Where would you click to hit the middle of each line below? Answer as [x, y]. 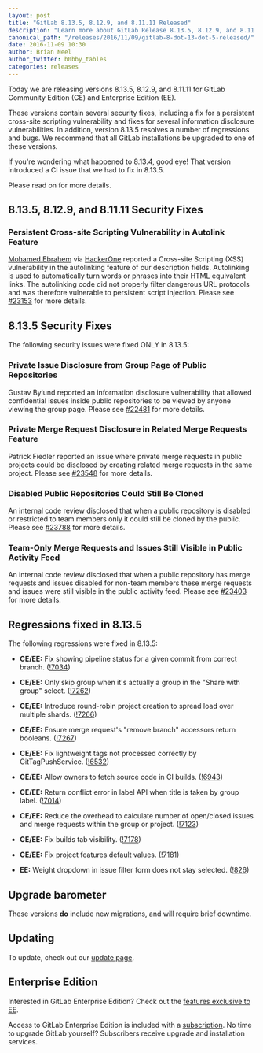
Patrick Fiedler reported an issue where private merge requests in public [125, 456]
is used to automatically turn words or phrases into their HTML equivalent [127, 276]
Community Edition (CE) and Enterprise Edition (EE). [92, 97]
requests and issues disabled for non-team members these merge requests [130, 583]
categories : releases [44, 67]
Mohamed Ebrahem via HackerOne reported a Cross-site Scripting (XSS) [126, 259]
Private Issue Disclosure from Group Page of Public [108, 365]
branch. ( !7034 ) [45, 667]
